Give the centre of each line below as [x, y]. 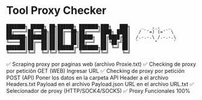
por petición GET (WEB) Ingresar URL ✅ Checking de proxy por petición [96, 70]
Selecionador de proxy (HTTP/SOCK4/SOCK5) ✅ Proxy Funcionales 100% [98, 90]
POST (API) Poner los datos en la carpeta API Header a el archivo [87, 77]
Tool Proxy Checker [56, 11]
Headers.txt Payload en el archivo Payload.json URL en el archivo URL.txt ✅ [100, 84]
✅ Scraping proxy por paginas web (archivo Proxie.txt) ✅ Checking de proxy [101, 64]
